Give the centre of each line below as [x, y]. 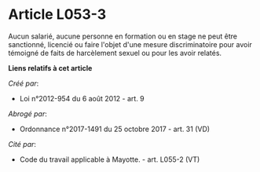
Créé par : [24, 83]
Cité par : [22, 144]
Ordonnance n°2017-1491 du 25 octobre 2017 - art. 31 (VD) [115, 129]
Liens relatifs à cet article [50, 68]
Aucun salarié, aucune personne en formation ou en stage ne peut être [123, 36]
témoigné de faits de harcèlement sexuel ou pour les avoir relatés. [115, 53]
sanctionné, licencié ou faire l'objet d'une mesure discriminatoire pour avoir [130, 44]
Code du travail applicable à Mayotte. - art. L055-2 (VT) [110, 159]
